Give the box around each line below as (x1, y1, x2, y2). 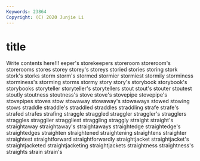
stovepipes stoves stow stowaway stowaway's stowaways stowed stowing (6, 98, 190, 105)
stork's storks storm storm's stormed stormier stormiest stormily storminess (6, 72, 194, 79)
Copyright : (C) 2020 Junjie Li (6, 14, 84, 20)
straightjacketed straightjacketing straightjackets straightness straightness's (6, 142, 194, 149)
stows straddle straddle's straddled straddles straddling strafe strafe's (6, 104, 179, 111)
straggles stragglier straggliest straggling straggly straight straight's (6, 117, 174, 124)
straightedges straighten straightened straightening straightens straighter (6, 129, 187, 137)
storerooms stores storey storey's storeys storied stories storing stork (6, 66, 178, 73)
